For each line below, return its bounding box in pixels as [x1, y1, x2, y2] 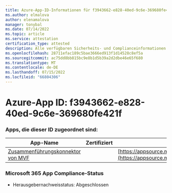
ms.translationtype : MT [5, 60, 56, 65]
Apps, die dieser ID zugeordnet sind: [5, 126, 98, 133]
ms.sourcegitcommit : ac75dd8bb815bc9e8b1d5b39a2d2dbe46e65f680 [5, 55, 143, 61]
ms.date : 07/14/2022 [5, 27, 50, 32]
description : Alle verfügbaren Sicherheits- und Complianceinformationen [5, 46, 166, 51]
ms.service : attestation [5, 37, 58, 42]
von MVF [8, 154, 30, 162]
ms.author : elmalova [5, 12, 50, 17]
